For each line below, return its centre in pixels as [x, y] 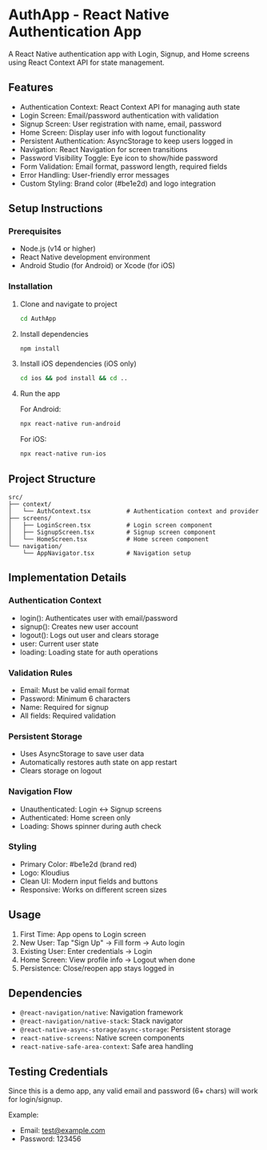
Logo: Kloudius [45, 872]
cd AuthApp [38, 319]
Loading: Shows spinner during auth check [90, 826]
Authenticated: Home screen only [75, 817]
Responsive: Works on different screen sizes [93, 889]
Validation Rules [41, 672]
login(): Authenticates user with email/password [99, 618]
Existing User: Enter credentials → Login [86, 951]
